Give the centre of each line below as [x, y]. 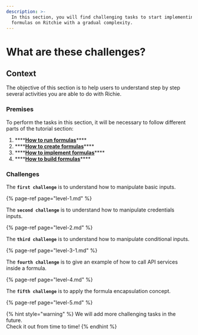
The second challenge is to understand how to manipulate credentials [90, 210]
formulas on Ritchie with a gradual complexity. [72, 22]
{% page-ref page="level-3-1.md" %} [52, 250]
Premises [20, 109]
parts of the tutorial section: [40, 128]
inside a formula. [27, 268]
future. [14, 320]
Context [21, 74]
